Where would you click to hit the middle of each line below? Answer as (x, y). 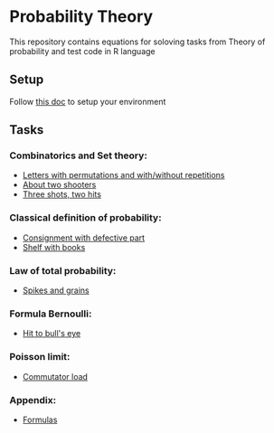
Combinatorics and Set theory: (78, 155)
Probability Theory (81, 17)
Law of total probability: (63, 270)
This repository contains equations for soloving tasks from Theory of (137, 42)
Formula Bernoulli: (51, 314)
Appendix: (33, 400)
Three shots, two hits (62, 194)
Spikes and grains (56, 290)
